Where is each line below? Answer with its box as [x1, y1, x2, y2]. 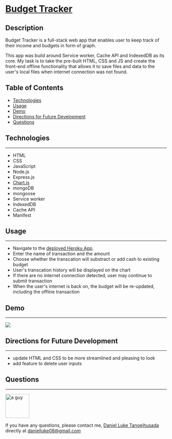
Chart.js [12, 179, 30, 185]
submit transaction [12, 278, 53, 284]
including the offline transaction [12, 289, 80, 295]
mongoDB [12, 185, 34, 191]
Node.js [12, 169, 30, 175]
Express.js [12, 174, 35, 180]
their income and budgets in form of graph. [5, 43, 96, 49]
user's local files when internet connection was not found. [5, 69, 128, 75]
